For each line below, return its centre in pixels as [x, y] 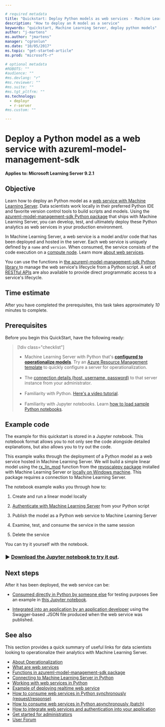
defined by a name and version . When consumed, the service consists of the [82, 247]
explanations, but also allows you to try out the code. [58, 447]
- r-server [21, 106]
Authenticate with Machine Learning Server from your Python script [81, 506]
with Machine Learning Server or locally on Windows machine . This [73, 472]
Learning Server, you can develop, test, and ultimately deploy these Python [81, 221]
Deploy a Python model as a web [73, 139]
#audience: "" [20, 73]
